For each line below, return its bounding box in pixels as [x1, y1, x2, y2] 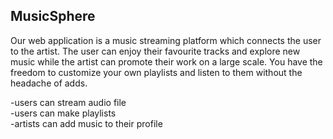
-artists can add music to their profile [10, 117, 163, 129]
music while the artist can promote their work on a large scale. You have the [10, 55, 323, 68]
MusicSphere [10, 8, 96, 25]
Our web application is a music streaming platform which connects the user [10, 34, 322, 46]
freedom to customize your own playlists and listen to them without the [10, 66, 303, 78]
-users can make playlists [10, 107, 117, 119]
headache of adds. [10, 77, 88, 89]
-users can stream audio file [10, 96, 127, 108]
